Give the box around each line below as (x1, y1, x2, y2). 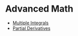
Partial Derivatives (12, 25, 51, 31)
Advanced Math (5, 3, 73, 15)
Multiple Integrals (12, 20, 49, 26)
